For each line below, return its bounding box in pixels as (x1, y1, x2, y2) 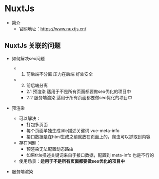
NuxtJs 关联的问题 (4, 42, 61, 50)
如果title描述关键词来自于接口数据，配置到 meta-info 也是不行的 (26, 152, 154, 158)
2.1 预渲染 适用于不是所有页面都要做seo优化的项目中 (26, 89, 131, 94)
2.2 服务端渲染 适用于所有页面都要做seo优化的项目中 (26, 94, 133, 100)
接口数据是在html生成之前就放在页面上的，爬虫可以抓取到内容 (26, 134, 151, 139)
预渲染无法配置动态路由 (26, 146, 74, 152)
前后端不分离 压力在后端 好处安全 (26, 71, 93, 77)
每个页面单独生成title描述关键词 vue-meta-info (26, 128, 120, 134)
